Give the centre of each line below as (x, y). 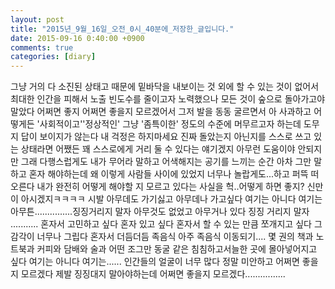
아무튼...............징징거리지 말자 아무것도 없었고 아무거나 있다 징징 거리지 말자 (160, 212)
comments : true (42, 47)
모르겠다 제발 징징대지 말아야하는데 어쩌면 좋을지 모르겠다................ (153, 274)
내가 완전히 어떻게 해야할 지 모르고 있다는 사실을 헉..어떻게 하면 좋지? (170, 187)
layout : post (37, 19)
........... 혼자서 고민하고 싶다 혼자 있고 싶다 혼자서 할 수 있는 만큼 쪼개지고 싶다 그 (166, 224)
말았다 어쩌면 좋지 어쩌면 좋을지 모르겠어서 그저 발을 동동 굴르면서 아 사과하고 (161, 112)
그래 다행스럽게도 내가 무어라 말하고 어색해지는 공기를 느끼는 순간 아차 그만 (166, 162)
